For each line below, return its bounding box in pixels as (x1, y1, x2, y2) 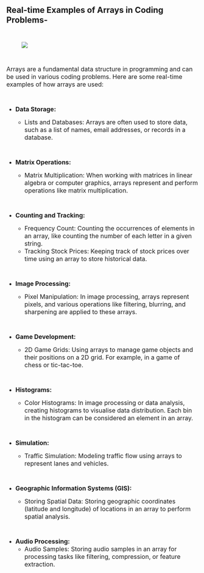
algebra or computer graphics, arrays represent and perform (24, 179, 198, 187)
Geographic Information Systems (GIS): (15, 484, 132, 492)
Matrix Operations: (15, 158, 71, 166)
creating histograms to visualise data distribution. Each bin (24, 406, 192, 414)
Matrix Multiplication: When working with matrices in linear (24, 171, 193, 179)
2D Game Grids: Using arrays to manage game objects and (24, 346, 194, 354)
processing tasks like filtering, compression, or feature (24, 552, 181, 561)
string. (24, 239, 43, 247)
